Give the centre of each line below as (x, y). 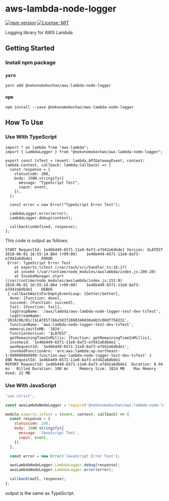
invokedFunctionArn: (31, 351)
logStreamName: (26, 316)
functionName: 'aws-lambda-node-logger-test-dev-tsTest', (72, 325)
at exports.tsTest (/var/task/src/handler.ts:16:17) (71, 267)
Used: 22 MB (18, 373)
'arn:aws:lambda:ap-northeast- (88, 351)
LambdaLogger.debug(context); (41, 218)
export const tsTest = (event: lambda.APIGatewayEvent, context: (75, 161)
